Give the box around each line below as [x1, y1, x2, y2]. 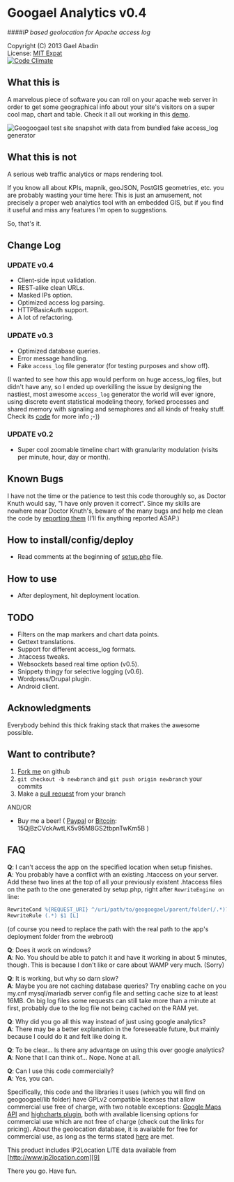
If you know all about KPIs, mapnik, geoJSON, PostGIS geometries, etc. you [7, 183, 224, 191]
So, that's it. [7, 219, 42, 228]
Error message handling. [17, 354, 88, 363]
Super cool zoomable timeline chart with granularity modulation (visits [17, 445, 219, 453]
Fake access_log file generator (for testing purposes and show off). [17, 361, 210, 370]
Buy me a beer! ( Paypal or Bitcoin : [17, 816, 117, 825]
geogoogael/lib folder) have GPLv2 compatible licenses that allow [7, 1095, 196, 1104]
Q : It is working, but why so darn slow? [7, 975, 119, 983]
